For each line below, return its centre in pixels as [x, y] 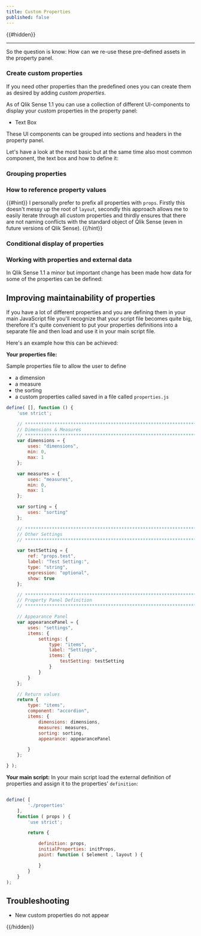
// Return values [39, 694]
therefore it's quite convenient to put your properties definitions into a [92, 325]
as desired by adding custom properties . [56, 93]
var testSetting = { [42, 551]
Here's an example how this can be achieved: [62, 343]
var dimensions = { [41, 441]
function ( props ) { [44, 816]
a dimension [30, 378]
